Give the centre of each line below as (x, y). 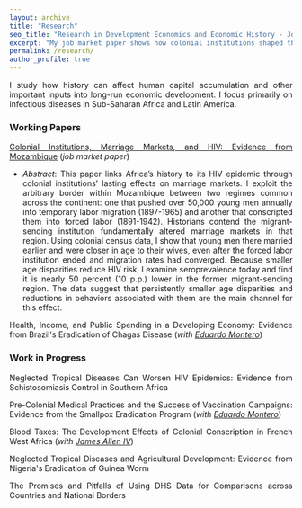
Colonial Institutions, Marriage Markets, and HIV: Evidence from (151, 147)
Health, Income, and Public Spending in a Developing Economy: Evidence (151, 325)
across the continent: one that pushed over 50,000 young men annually (157, 202)
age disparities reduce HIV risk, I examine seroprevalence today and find (157, 270)
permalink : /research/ (52, 51)
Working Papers (45, 127)
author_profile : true (50, 59)
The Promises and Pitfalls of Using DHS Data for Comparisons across (151, 486)
